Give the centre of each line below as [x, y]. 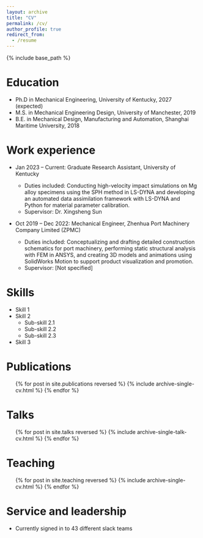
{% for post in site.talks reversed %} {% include [76, 432]
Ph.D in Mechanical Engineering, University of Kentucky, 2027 [94, 99]
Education [33, 83]
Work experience [51, 150]
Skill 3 [23, 342]
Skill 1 [22, 309]
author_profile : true [34, 29]
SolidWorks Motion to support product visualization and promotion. [109, 261]
